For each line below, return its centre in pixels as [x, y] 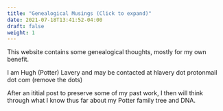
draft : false [26, 26]
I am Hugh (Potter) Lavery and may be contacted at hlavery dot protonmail [112, 73]
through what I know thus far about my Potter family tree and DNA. [101, 101]
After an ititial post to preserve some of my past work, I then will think [105, 93]
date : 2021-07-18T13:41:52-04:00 [55, 20]
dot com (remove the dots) [45, 80]
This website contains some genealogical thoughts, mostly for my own [107, 52]
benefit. [18, 60]
